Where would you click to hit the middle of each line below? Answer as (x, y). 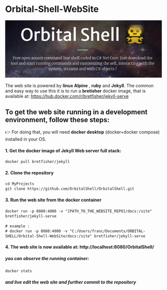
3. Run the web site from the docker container (53, 200)
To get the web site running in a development (76, 112)
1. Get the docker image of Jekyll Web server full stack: (63, 150)
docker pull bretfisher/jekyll (38, 162)
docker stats (19, 271)
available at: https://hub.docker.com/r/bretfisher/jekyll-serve (67, 96)
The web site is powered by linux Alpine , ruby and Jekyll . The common (80, 86)
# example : (17, 226)
